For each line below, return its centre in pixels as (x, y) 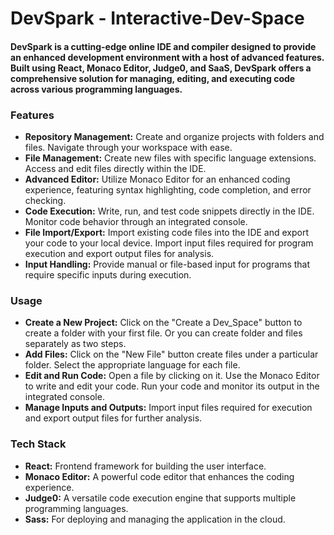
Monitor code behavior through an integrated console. (136, 222)
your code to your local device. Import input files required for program (169, 243)
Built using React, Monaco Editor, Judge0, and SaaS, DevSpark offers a (161, 68)
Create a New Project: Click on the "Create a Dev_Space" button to (163, 323)
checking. (45, 201)
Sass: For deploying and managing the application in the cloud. (155, 519)
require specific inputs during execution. (108, 275)
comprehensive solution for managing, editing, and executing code (153, 78)
